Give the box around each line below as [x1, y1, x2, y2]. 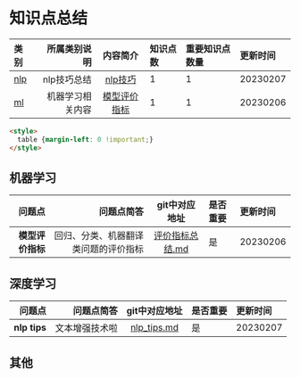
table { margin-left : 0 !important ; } [17, 135, 154, 144]
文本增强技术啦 [54, 322, 118, 334]
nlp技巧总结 [43, 73, 92, 86]
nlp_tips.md [130, 322, 179, 334]
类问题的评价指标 [71, 242, 145, 255]
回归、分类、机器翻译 [54, 229, 145, 242]
